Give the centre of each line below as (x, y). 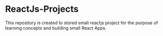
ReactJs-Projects (42, 9)
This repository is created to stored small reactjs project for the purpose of (81, 23)
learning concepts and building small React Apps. (56, 28)
